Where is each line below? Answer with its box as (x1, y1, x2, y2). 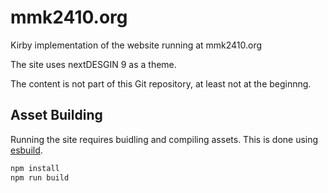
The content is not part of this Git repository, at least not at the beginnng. (10, 77, 312, 90)
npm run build (10, 172, 70, 183)
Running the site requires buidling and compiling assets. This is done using (10, 133, 319, 145)
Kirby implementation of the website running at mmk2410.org (10, 39, 263, 51)
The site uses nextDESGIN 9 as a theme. (10, 58, 177, 70)
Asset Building (10, 107, 103, 124)
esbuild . (10, 144, 43, 156)
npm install (10, 163, 60, 173)
